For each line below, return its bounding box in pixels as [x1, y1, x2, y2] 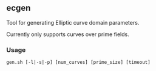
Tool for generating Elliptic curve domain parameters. [6, 19, 140, 26]
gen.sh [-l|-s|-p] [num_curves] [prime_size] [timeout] [6, 60, 151, 66]
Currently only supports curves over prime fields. [6, 31, 129, 38]
